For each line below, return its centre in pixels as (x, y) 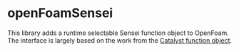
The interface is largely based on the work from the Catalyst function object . (120, 40)
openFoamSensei (60, 13)
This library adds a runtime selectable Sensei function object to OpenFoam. (118, 33)
